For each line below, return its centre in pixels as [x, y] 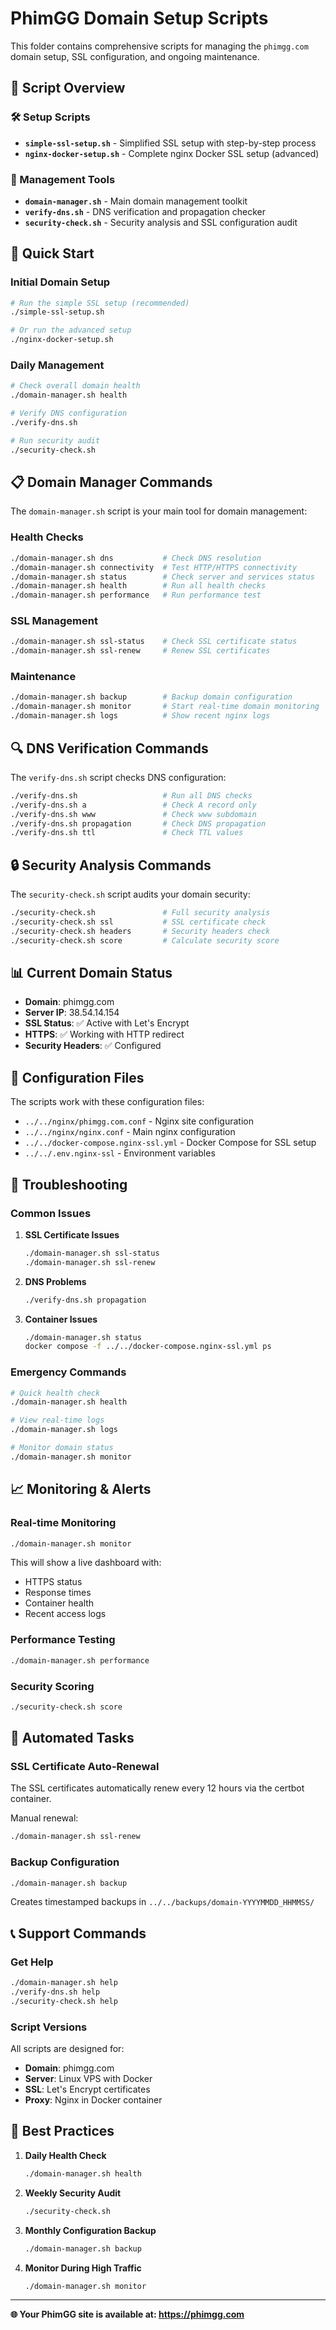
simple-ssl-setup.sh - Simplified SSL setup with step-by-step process [170, 143]
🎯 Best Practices [62, 2131]
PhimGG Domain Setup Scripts [139, 18]
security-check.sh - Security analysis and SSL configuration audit [161, 222]
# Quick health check [55, 1393]
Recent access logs [65, 1614]
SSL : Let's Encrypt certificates [87, 2089]
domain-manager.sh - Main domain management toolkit [136, 201]
